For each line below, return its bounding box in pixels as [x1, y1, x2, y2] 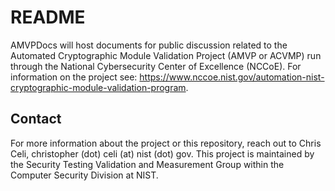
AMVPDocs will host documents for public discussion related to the [10, 39, 288, 51]
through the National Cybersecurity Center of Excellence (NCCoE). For [10, 60, 302, 72]
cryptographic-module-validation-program [10, 81, 187, 93]
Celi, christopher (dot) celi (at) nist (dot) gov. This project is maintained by [10, 147, 315, 160]
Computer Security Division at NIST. [10, 169, 159, 181]
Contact [10, 111, 62, 128]
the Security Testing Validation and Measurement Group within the [10, 158, 285, 170]
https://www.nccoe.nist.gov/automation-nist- [139, 71, 325, 83]
